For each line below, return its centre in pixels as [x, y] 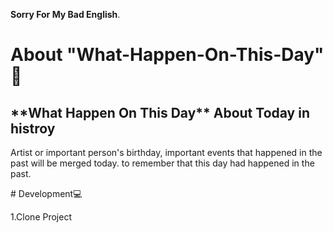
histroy [33, 128]
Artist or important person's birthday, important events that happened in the [166, 152]
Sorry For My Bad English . [65, 14]
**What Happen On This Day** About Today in [160, 112]
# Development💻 [46, 193]
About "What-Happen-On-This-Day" [167, 55]
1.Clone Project [41, 217]
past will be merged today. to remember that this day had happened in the [162, 163]
